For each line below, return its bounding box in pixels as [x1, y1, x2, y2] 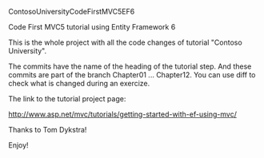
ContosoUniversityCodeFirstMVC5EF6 [8, 7, 135, 16]
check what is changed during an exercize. [8, 79, 150, 88]
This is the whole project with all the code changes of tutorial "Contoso [8, 38, 242, 47]
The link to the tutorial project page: [8, 94, 126, 103]
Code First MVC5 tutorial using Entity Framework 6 [8, 22, 176, 31]
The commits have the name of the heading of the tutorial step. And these [8, 61, 252, 71]
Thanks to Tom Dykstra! [8, 125, 87, 134]
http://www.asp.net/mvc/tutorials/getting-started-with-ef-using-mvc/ [8, 109, 238, 119]
